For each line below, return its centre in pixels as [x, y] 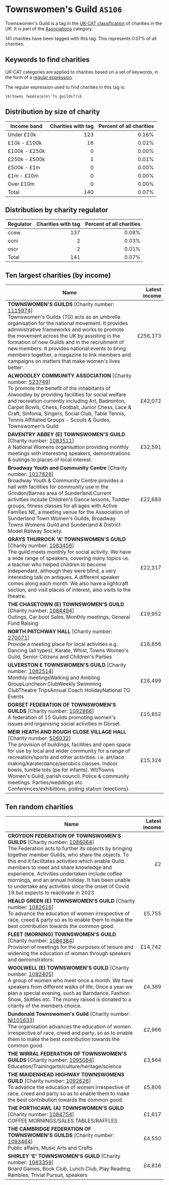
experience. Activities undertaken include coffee [65, 874]
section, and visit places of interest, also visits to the [69, 590]
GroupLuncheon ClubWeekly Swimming [55, 684]
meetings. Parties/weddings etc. [46, 783]
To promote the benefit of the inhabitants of [59, 389]
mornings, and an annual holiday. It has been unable [69, 880]
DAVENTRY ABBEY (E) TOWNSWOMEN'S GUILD [67, 435]
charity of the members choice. [45, 1006]
